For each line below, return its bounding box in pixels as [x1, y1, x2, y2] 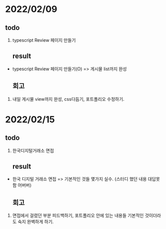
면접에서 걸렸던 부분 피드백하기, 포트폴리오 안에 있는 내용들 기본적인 [12, 213, 144, 219]
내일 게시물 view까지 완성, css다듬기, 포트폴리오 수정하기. [12, 96, 125, 102]
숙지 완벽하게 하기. [17, 219, 54, 225]
